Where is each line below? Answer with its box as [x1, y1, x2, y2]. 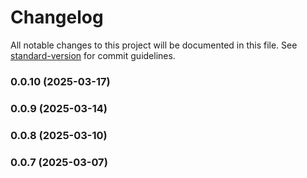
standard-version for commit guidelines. [10, 49, 176, 61]
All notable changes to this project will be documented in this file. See [10, 39, 298, 51]
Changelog [10, 6, 104, 29]
